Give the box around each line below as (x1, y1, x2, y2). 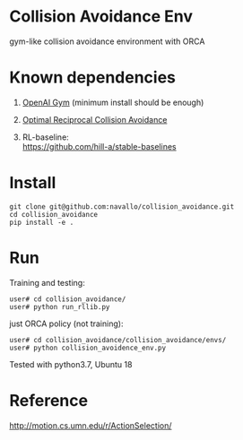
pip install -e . (9, 218, 74, 227)
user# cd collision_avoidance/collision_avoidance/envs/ (9, 335, 227, 344)
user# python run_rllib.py (9, 302, 110, 311)
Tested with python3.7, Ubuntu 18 (9, 358, 133, 369)
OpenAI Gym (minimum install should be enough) (22, 97, 204, 108)
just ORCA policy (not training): (9, 318, 124, 329)
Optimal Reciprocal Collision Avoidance (22, 114, 168, 125)
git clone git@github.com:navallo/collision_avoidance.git (9, 202, 235, 211)
